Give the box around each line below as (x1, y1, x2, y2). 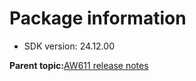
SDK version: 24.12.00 (23, 40, 115, 52)
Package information (9, 7, 187, 30)
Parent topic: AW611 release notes (9, 59, 149, 71)
